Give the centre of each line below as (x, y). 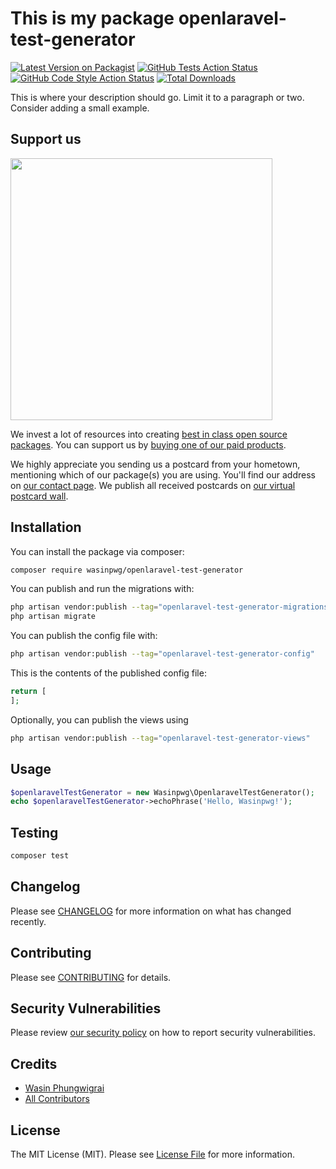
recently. (28, 921)
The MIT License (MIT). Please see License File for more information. (152, 1154)
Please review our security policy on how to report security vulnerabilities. (163, 1033)
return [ (28, 692)
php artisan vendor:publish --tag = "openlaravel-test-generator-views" (160, 738)
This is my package (92, 18)
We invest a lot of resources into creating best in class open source (149, 434)
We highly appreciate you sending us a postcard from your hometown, (155, 464)
